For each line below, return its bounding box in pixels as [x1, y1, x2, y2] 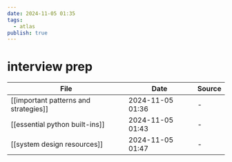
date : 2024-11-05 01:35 [7, 10, 76, 17]
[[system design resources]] [10, 139, 104, 149]
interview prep [7, 59, 93, 74]
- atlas [13, 23, 36, 30]
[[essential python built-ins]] [10, 120, 105, 130]
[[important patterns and [10, 96, 91, 105]
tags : [7, 17, 23, 23]
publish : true [7, 29, 48, 37]
